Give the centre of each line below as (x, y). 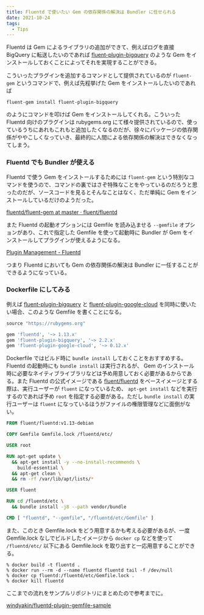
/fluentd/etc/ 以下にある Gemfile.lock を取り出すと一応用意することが (95, 545)
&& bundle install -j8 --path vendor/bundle (69, 507)
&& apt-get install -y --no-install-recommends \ (76, 462)
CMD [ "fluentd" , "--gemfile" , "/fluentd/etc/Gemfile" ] (80, 518)
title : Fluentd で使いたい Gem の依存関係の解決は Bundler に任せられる (91, 12)
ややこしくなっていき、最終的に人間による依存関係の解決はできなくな (104, 138)
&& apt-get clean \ (37, 473)
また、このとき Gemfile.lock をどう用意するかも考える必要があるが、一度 (98, 530)
